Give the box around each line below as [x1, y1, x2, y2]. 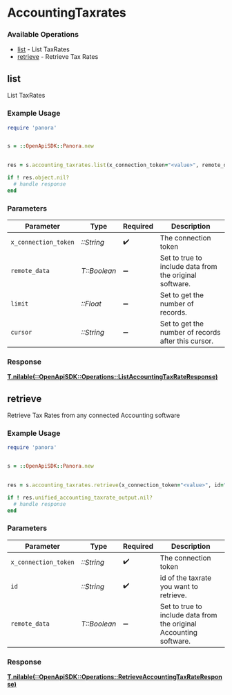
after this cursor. [159, 336, 214, 346]
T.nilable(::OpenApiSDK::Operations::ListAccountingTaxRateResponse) [7, 373, 218, 381]
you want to [159, 581, 199, 591]
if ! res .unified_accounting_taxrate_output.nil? [7, 494, 153, 501]
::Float [81, 299, 101, 309]
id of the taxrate [159, 573, 212, 583]
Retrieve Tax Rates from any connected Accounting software [7, 411, 181, 420]
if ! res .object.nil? [7, 175, 70, 182]
